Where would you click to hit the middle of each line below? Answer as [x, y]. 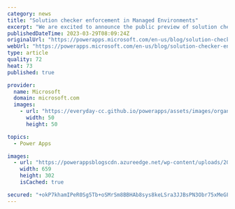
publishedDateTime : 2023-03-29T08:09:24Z [69, 33]
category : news [29, 14]
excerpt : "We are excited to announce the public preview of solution [112, 27]
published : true [31, 72]
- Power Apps [33, 143]
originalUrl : [26, 40]
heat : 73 [20, 66]
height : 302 [37, 176]
